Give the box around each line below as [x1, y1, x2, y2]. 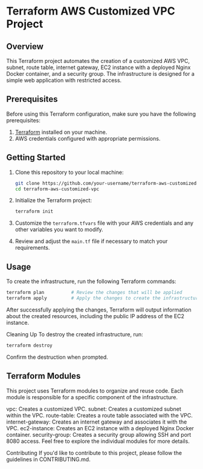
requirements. [14, 244, 50, 251]
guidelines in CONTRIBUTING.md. [6, 456, 91, 463]
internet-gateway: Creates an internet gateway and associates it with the [6, 418, 187, 425]
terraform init [14, 208, 54, 215]
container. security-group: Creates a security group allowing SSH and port [6, 431, 192, 438]
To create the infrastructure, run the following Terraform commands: [6, 278, 176, 285]
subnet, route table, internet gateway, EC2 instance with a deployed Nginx [6, 64, 191, 71]
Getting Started [6, 153, 66, 163]
